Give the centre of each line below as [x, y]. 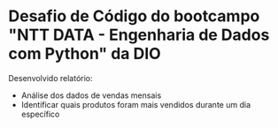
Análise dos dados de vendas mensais [91, 95]
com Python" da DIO [85, 54]
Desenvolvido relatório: [51, 78]
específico [40, 114]
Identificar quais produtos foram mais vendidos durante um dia [136, 104]
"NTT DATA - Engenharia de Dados [139, 35]
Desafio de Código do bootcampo [134, 16]
